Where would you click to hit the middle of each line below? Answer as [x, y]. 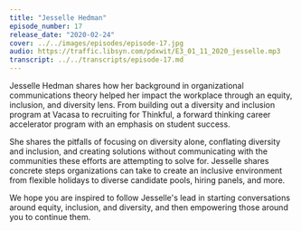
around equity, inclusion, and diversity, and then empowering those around [149, 207]
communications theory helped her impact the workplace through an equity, [151, 95]
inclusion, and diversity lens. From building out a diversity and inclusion [142, 105]
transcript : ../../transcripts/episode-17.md [96, 60]
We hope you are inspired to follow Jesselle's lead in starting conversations [150, 197]
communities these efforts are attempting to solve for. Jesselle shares [139, 161]
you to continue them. [50, 217]
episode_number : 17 [46, 26]
